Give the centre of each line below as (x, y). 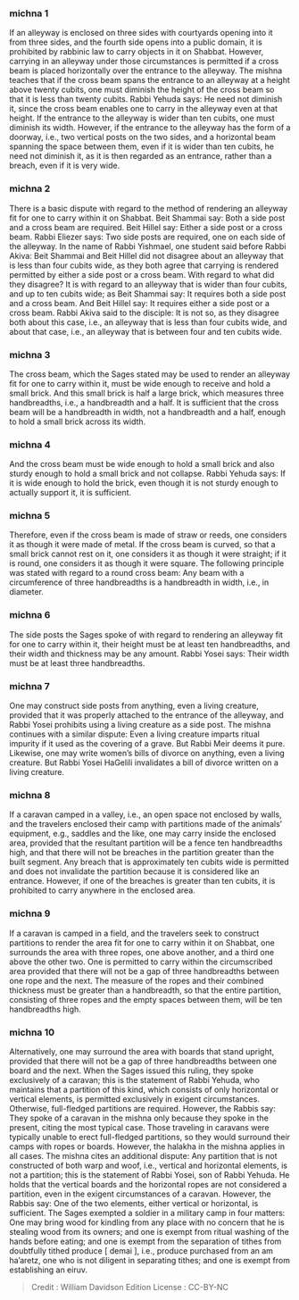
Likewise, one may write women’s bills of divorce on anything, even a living (147, 754)
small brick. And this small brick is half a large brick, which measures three (146, 393)
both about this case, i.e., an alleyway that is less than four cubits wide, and (148, 322)
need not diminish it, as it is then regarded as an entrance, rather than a (141, 156)
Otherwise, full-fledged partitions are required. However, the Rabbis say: (143, 1108)
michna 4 (30, 445)
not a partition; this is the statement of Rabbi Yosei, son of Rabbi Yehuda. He (149, 1175)
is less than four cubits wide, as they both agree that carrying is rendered (144, 265)
